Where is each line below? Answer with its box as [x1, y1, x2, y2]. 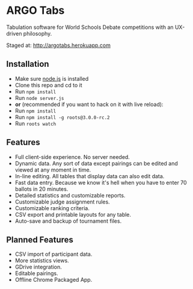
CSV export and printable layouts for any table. [14, 211, 131, 218]
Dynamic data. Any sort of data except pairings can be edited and [14, 160, 179, 167]
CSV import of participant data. [14, 250, 93, 258]
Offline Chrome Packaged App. [14, 276, 93, 284]
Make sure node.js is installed [14, 75, 89, 82]
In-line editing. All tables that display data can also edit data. [14, 172, 165, 179]
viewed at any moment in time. [14, 166, 91, 173]
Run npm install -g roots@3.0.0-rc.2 [14, 113, 110, 120]
